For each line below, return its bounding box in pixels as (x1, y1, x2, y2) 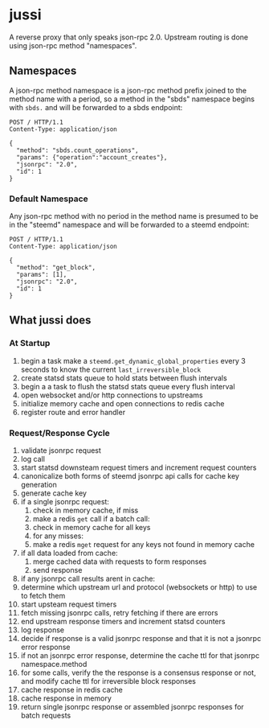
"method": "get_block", (16, 264, 96, 272)
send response (32, 566, 83, 575)
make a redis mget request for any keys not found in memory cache (32, 540, 255, 549)
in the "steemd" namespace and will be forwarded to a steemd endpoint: (9, 220, 250, 230)
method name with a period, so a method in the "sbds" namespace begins (9, 94, 255, 104)
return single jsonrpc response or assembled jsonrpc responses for (20, 702, 244, 712)
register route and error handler (20, 407, 126, 417)
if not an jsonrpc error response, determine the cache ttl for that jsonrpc (20, 651, 260, 660)
